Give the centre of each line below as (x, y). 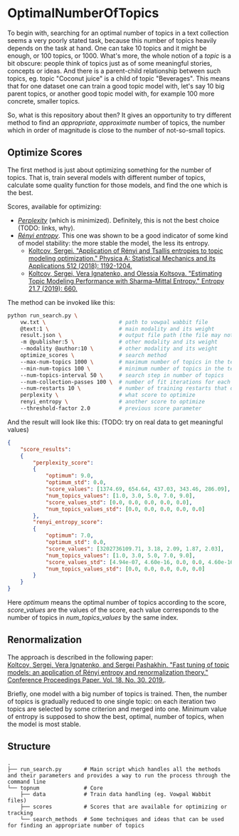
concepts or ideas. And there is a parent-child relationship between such (114, 71)
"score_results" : (46, 449)
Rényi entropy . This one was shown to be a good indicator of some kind (123, 235)
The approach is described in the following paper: (80, 657)
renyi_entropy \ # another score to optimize (112, 402)
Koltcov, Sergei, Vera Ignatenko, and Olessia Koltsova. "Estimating (125, 273)
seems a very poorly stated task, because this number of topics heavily (112, 40)
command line (27, 782)
